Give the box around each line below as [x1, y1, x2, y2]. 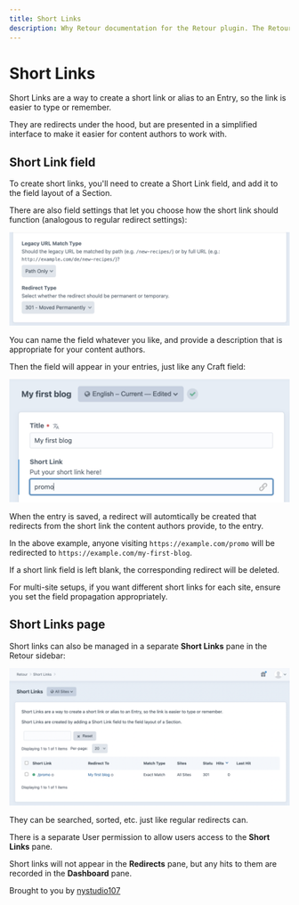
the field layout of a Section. [9, 188, 113, 199]
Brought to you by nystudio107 [9, 885, 121, 895]
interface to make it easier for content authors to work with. [9, 129, 227, 140]
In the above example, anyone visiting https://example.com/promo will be [9, 538, 276, 549]
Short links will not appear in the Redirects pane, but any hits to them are [9, 858, 278, 868]
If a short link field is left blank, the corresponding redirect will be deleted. [9, 565, 280, 575]
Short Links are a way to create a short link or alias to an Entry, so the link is [9, 93, 287, 103]
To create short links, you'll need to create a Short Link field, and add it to [9, 178, 279, 189]
